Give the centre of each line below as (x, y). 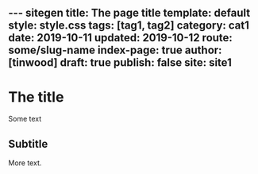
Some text (25, 119)
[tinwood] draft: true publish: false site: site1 (120, 63)
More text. (25, 163)
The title (36, 97)
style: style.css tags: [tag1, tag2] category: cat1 (129, 26)
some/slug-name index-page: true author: (115, 50)
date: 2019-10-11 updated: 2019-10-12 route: (120, 38)
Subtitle (28, 143)
